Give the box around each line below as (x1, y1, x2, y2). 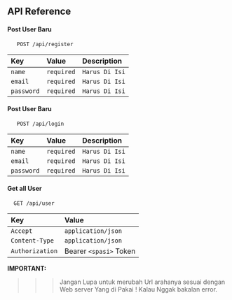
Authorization (11, 248, 58, 255)
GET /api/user (13, 200, 55, 207)
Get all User (7, 185, 42, 193)
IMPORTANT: (7, 264, 47, 272)
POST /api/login (16, 120, 64, 127)
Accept (11, 227, 33, 235)
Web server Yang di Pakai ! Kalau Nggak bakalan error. (59, 285, 217, 293)
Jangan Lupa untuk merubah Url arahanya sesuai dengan (59, 278, 226, 286)
